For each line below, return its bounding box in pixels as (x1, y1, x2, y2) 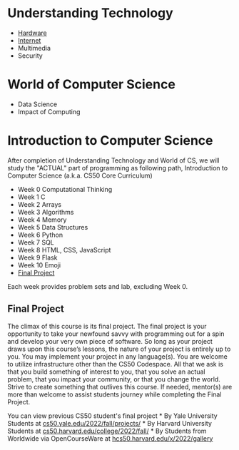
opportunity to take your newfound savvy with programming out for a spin (7, 329, 225, 338)
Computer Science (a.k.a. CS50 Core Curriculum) (7, 171, 153, 180)
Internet (17, 36, 41, 44)
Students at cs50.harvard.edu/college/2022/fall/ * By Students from (7, 426, 207, 435)
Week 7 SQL (17, 237, 55, 247)
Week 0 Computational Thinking (17, 185, 113, 193)
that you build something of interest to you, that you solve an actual (7, 367, 205, 376)
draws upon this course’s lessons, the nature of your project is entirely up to (7, 344, 231, 353)
